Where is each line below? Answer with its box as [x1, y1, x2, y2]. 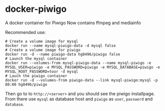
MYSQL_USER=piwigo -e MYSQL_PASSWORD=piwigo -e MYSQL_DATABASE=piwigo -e [5, 65, 161, 70]
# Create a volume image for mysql [5, 38, 79, 44]
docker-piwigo [5, 3, 67, 15]
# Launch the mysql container [5, 56, 68, 61]
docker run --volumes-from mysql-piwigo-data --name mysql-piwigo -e [5, 60, 152, 65]
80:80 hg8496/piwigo [5, 82, 48, 87]
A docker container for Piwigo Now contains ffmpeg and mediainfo [5, 20, 141, 26]
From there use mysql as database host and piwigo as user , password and [5, 96, 153, 102]
